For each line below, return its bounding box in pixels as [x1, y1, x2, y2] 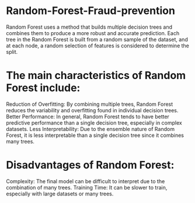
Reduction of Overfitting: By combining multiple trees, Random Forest [6, 101, 173, 108]
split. [6, 48, 18, 55]
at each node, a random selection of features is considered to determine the [6, 42, 190, 49]
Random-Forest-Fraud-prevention [6, 4, 175, 18]
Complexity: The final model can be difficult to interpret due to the [6, 177, 165, 185]
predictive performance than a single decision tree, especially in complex [6, 119, 182, 126]
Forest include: [6, 81, 81, 95]
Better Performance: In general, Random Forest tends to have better [6, 113, 169, 120]
